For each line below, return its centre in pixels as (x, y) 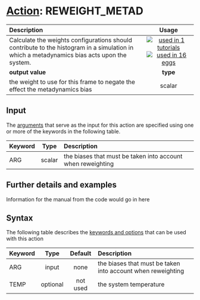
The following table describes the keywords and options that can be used (96, 232)
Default (81, 253)
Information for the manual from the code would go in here (78, 199)
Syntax (20, 218)
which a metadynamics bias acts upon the (68, 55)
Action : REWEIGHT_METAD (75, 11)
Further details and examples (62, 185)
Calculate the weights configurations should (71, 40)
